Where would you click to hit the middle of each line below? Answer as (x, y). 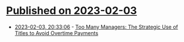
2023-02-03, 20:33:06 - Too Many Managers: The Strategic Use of (96, 27)
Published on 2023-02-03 (71, 11)
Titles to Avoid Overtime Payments (56, 33)
